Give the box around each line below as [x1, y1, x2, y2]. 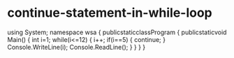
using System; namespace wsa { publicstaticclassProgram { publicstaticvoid [7, 28, 227, 36]
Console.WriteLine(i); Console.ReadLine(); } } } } [7, 43, 146, 51]
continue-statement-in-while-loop [7, 5, 212, 21]
